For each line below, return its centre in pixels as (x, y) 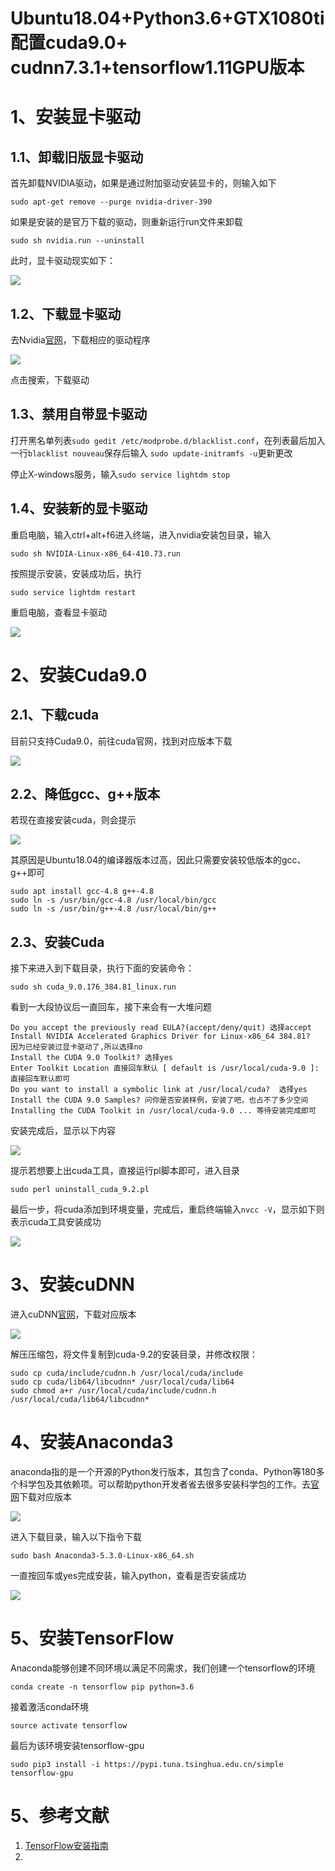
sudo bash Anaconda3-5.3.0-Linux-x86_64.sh (102, 1556)
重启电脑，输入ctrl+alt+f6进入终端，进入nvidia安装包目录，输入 (141, 534)
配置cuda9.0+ (69, 43)
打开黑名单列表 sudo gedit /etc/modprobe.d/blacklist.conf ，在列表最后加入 (168, 440)
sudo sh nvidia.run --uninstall (77, 241)
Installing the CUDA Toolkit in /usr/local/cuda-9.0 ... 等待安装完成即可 (163, 1111)
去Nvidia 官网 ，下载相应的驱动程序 (80, 340)
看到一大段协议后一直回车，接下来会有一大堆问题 (111, 1007)
